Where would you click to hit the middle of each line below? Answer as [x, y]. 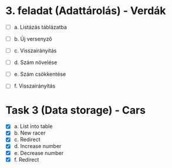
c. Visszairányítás [35, 51]
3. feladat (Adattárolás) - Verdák [86, 11]
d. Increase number [38, 146]
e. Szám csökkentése [40, 74]
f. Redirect [26, 159]
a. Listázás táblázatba [40, 27]
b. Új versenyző [33, 39]
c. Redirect [27, 140]
